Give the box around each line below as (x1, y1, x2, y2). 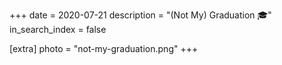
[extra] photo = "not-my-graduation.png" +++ (9, 43, 199, 54)
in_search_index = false (9, 24, 107, 35)
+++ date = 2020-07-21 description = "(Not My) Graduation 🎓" (9, 9, 272, 21)
